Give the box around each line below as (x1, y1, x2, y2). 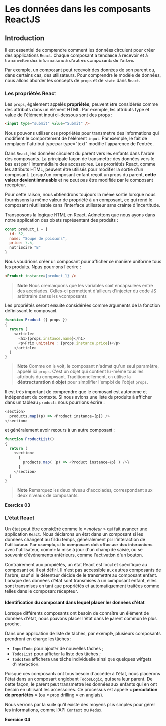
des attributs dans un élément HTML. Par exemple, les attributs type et (5, 107, 150, 113)
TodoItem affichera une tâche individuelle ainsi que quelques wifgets (12, 656, 152, 662)
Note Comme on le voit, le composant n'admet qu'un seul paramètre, (17, 363, 159, 369)
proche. (5, 621, 21, 627)
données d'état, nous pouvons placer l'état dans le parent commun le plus (5, 616, 157, 622)
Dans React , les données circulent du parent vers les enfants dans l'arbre (5, 150, 155, 157)
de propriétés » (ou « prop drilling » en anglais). (5, 692, 104, 698)
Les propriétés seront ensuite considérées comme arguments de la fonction (5, 302, 160, 308)
